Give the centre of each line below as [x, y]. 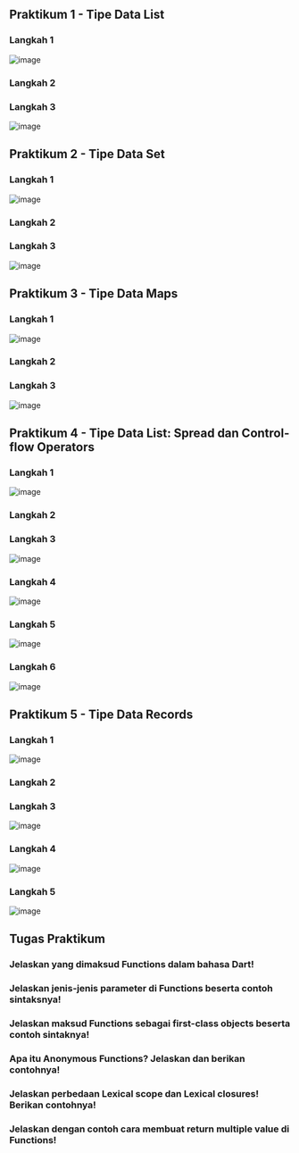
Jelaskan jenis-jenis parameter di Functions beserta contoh [141, 989]
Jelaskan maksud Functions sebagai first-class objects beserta [150, 1023]
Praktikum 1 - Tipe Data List [87, 15]
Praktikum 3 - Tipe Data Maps [94, 294]
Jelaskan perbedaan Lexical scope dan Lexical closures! [134, 1094]
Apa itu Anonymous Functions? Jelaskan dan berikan [127, 1059]
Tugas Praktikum [57, 939]
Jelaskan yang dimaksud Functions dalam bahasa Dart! [132, 965]
